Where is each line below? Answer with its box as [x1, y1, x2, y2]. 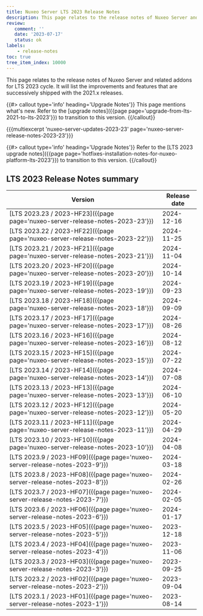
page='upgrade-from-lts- [128, 107, 192, 114]
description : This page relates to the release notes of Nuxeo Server [6, 15, 188, 21]
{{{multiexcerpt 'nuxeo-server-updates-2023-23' [6, 125, 129, 133]
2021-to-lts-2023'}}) [6, 113, 57, 121]
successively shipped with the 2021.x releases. [6, 89, 124, 96]
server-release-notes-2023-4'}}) [9, 548, 109, 556]
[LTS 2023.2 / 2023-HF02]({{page [9, 575, 111, 583]
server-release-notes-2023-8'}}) [9, 478, 109, 487]
